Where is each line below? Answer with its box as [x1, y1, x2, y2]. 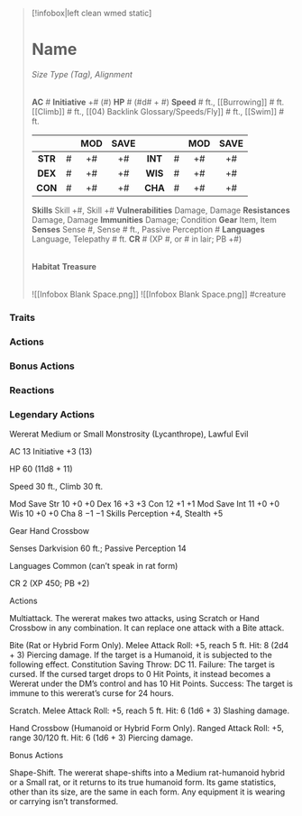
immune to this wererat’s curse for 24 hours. [9, 687, 174, 698]
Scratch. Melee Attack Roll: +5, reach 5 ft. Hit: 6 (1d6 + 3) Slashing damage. [9, 705, 290, 716]
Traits [9, 311, 36, 324]
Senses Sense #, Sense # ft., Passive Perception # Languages [31, 224, 266, 234]
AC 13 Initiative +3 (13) [9, 445, 93, 456]
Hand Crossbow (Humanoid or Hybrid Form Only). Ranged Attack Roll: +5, [9, 722, 284, 733]
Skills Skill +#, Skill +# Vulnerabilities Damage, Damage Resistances [31, 205, 290, 215]
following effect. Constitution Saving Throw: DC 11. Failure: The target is [9, 658, 275, 670]
